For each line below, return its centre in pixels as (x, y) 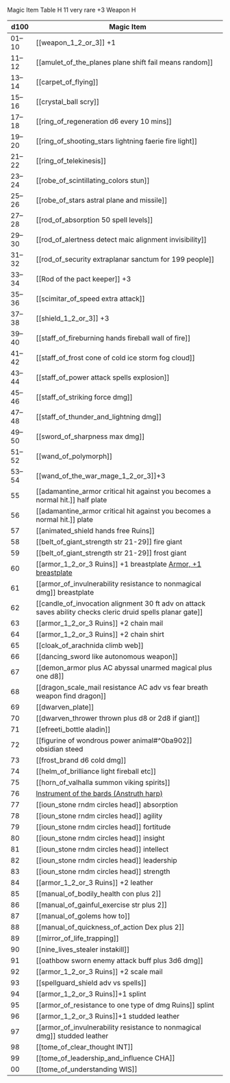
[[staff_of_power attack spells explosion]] (103, 377)
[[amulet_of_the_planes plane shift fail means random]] (125, 62)
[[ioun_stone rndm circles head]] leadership (106, 860)
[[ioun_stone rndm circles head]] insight (101, 838)
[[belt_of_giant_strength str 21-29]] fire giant (109, 542)
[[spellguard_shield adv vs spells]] (91, 983)
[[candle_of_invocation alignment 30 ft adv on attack (121, 603)
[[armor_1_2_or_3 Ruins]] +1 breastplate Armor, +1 (119, 564)
